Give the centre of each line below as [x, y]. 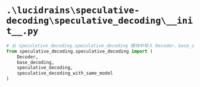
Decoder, [28, 57]
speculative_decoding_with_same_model [65, 73]
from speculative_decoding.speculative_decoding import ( [79, 51]
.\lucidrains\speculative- [73, 10]
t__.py [22, 31]
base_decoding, [36, 62]
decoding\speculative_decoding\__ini [100, 21]
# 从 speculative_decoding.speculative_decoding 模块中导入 [79, 46]
